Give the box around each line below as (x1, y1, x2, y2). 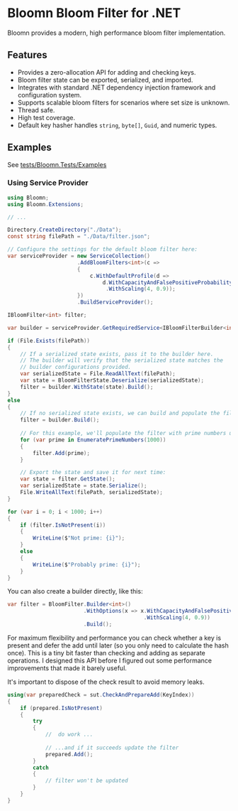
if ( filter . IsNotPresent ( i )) (20, 521, 106, 529)
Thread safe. (17, 105, 55, 114)
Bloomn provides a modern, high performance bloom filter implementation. (7, 28, 226, 37)
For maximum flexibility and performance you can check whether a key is (7, 633, 222, 642)
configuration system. (17, 90, 82, 99)
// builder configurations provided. (20, 364, 132, 371)
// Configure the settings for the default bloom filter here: (7, 246, 198, 253)
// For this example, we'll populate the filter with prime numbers (20, 430, 227, 437)
